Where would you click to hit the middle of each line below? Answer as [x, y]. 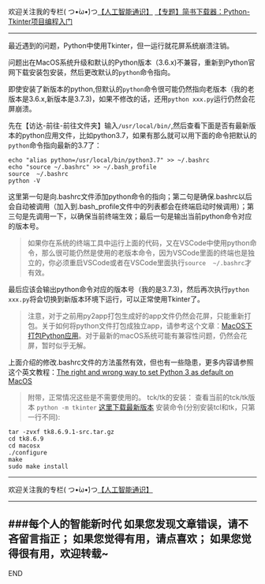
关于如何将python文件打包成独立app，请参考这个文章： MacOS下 [147, 326]
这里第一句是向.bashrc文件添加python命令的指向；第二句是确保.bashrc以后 [130, 197]
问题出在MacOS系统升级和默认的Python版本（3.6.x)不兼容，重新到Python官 [132, 62]
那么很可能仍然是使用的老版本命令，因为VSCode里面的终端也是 [145, 253]
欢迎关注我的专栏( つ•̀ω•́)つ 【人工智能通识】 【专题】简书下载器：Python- [129, 11]
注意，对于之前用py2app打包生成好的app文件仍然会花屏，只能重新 [136, 316]
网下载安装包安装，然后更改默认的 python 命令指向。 [91, 72]
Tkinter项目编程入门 [41, 21]
